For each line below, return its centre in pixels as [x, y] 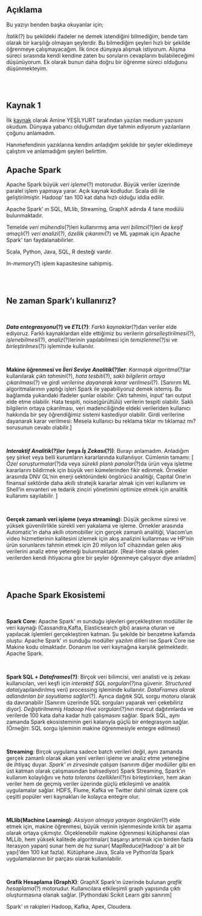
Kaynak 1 [24, 106]
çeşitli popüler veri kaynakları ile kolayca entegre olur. [73, 797]
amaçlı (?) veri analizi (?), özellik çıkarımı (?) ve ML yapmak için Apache [93, 234]
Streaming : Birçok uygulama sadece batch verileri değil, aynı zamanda [94, 752]
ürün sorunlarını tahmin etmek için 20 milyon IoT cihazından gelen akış [94, 545]
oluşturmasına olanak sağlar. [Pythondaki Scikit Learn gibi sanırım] [89, 895]
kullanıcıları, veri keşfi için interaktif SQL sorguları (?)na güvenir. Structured [99, 683]
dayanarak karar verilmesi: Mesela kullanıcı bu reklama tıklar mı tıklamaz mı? [101, 421]
